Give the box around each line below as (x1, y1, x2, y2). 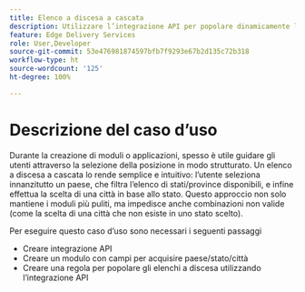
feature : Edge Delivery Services (9, 30, 136, 39)
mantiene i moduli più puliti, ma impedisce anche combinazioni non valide (9, 197, 285, 209)
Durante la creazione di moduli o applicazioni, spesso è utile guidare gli (9, 149, 276, 160)
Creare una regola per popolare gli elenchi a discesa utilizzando (22, 262, 261, 273)
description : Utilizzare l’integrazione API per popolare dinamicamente (9, 22, 290, 31)
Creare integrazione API (22, 243, 113, 254)
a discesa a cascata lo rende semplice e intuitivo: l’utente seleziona (9, 169, 261, 180)
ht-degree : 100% (9, 73, 71, 82)
